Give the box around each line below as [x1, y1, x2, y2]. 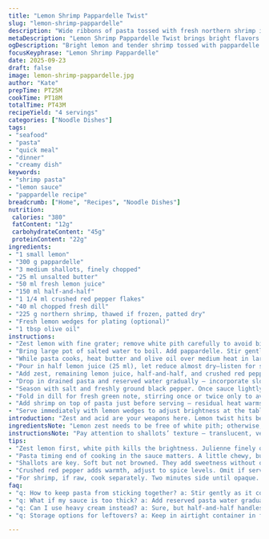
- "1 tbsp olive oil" [8, 325, 81, 333]
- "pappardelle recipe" [8, 190, 88, 199]
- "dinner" [8, 153, 45, 161]
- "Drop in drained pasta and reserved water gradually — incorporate [8, 377, 249, 385]
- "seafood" [8, 131, 48, 139]
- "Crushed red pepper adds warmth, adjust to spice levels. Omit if [8, 467, 246, 475]
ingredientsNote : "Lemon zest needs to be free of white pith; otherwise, [8, 422, 263, 430]
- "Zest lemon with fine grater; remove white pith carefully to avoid [8, 340, 252, 348]
